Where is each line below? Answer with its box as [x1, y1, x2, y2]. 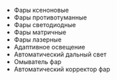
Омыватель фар [13, 58, 61, 65]
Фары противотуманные [13, 13, 87, 22]
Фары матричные [13, 28, 67, 36]
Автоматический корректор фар [13, 65, 110, 73]
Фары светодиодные [13, 21, 77, 29]
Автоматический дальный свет [13, 50, 107, 58]
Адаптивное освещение [13, 43, 86, 51]
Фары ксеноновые [13, 6, 70, 14]
